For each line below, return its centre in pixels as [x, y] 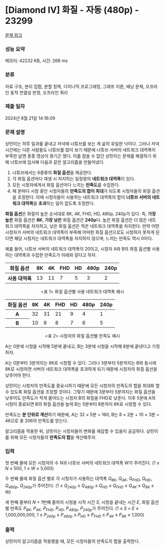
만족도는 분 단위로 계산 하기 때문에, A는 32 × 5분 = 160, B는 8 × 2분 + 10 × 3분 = [82, 415]
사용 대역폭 [20, 278]
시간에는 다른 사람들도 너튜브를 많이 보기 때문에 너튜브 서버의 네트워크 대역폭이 [81, 150]
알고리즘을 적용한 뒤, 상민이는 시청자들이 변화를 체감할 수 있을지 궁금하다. [75, 431]
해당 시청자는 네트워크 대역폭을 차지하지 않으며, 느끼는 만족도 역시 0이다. [83, 239]
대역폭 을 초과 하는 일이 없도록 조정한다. [58, 203]
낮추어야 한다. [18, 375]
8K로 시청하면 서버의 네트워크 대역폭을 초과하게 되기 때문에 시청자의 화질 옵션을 [81, 369]
